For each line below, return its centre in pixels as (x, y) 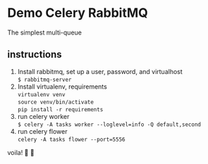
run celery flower (42, 131)
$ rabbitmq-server (44, 80)
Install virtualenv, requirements (62, 87)
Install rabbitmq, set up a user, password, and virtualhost (100, 71)
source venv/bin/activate (55, 102)
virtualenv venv (41, 94)
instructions (35, 55)
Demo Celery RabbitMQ (78, 13)
